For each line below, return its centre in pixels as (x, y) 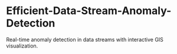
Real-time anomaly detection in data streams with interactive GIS (85, 39)
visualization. (22, 46)
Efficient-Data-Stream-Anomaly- (89, 11)
